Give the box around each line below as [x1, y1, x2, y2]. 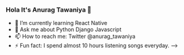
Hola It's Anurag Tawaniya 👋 [6, 5, 92, 14]
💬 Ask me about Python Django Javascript [14, 26, 122, 33]
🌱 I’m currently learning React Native [14, 20, 108, 27]
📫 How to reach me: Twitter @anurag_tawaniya [14, 33, 136, 40]
